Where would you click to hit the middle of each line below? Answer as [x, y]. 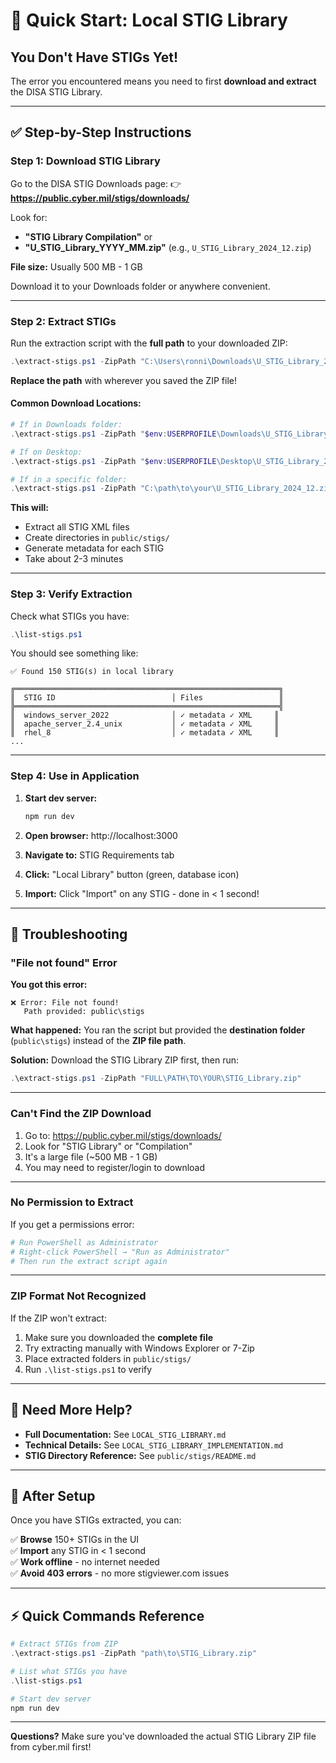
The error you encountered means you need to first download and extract [163, 81]
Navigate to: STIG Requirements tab [99, 855]
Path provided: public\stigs [84, 1012]
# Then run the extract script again [89, 1261]
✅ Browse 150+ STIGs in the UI [75, 1540]
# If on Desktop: [46, 452]
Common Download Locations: [76, 403]
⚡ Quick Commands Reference [107, 1615]
